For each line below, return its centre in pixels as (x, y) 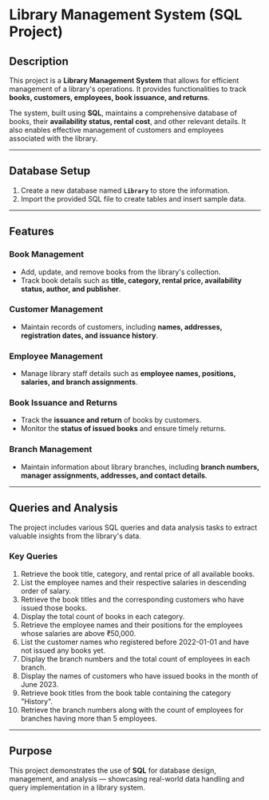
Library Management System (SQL (126, 15)
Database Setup (50, 171)
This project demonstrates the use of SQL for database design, (113, 770)
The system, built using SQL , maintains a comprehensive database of (123, 113)
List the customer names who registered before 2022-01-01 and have (135, 642)
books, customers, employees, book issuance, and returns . (109, 97)
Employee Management (56, 356)
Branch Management (51, 450)
